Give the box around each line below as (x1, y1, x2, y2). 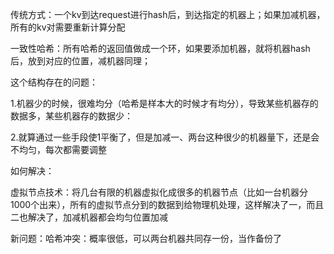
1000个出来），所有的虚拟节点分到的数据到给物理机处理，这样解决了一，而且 (10, 199, 325, 210)
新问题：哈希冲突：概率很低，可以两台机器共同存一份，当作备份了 (10, 233, 282, 244)
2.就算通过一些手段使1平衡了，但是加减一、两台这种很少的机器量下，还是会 (10, 131, 320, 143)
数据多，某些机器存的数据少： (10, 110, 133, 122)
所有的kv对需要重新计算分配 (10, 21, 126, 33)
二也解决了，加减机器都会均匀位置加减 (10, 211, 168, 223)
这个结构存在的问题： (10, 76, 98, 88)
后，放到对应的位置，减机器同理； (10, 55, 151, 67)
